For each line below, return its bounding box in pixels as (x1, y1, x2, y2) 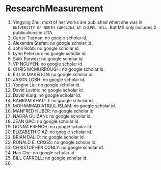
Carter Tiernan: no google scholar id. (12, 35, 88, 41)
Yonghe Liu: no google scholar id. (12, 82, 80, 87)
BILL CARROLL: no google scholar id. (12, 155, 88, 161)
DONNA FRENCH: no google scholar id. (12, 123, 93, 129)
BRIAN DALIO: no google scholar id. (12, 134, 85, 140)
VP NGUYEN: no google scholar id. (12, 61, 83, 67)
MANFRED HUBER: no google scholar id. (12, 108, 95, 113)
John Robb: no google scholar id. (12, 45, 80, 51)
